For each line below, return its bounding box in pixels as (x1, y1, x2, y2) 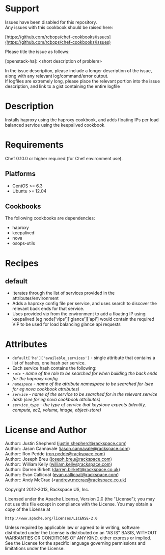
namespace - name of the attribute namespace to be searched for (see (12, 381, 154, 387)
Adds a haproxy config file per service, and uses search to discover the (12, 301, 157, 306)
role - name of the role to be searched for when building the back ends (12, 370, 158, 376)
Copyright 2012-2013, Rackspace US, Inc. (5, 487, 89, 493)
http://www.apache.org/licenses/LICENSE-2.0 (5, 516, 98, 521)
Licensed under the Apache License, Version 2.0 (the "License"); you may (5, 496, 155, 502)
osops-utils (12, 240, 35, 246)
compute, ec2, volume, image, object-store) (12, 407, 102, 413)
